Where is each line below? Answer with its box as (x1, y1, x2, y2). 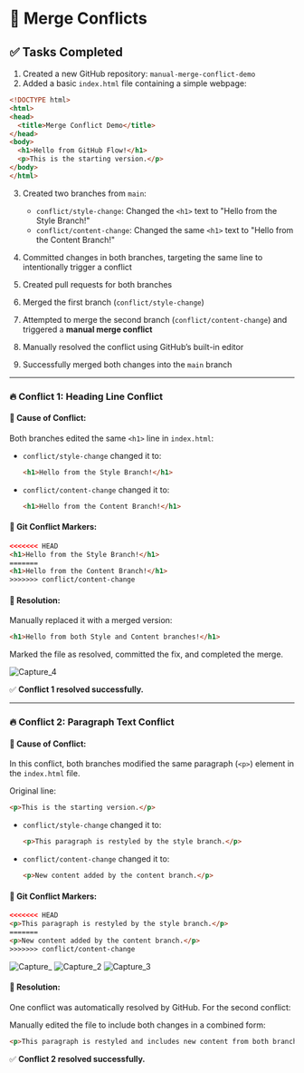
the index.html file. (9, 768, 81, 779)
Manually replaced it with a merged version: (9, 615, 173, 626)
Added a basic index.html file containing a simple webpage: (22, 78, 247, 89)
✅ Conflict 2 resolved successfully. (9, 1053, 146, 1064)
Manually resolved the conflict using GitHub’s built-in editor (22, 341, 244, 352)
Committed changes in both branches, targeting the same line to (22, 251, 263, 262)
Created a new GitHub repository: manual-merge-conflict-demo (22, 68, 256, 79)
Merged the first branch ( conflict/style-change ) (22, 297, 205, 307)
